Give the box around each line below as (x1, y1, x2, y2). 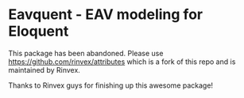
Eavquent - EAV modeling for (8, 6, 203, 24)
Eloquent (8, 22, 69, 40)
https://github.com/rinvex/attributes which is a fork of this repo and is (8, 57, 236, 66)
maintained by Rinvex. (8, 65, 81, 74)
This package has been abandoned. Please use (8, 48, 164, 58)
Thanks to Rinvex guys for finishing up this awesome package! (8, 81, 213, 90)
